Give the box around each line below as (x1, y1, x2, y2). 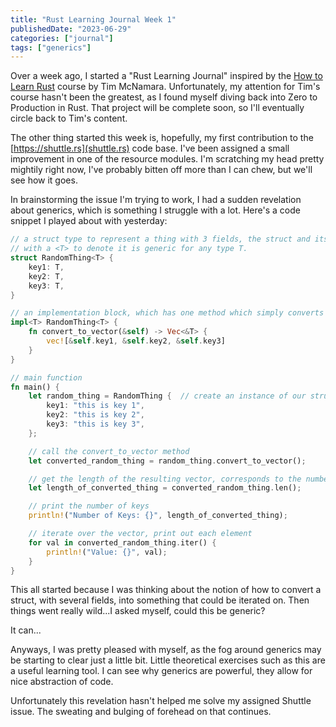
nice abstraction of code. (10, 676, 114, 688)
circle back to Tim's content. (10, 112, 128, 125)
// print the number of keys (28, 501, 150, 511)
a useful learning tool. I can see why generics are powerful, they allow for (10, 665, 313, 677)
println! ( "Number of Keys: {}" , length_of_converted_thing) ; (28, 511, 288, 521)
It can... (10, 624, 42, 636)
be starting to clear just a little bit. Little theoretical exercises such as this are (10, 654, 326, 666)
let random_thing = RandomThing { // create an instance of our (28, 391, 307, 401)
